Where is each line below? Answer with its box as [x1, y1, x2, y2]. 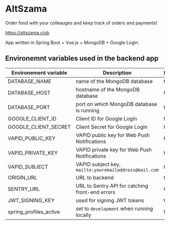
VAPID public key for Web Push [75, 131, 150, 138]
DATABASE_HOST [8, 89, 51, 96]
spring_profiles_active [8, 208, 60, 215]
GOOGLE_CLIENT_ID [8, 115, 57, 122]
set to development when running [75, 205, 153, 212]
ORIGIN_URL [8, 174, 38, 181]
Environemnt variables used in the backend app [5, 54, 159, 63]
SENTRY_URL [8, 185, 40, 193]
